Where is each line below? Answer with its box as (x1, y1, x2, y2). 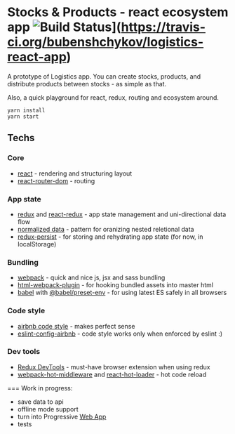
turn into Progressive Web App (17, 412, 107, 421)
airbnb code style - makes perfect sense (17, 322, 135, 330)
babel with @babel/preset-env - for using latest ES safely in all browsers (17, 289, 227, 297)
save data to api (17, 397, 65, 406)
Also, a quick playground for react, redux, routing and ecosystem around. (7, 93, 220, 102)
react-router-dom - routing (17, 176, 95, 185)
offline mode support (17, 405, 79, 413)
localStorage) (17, 239, 57, 248)
